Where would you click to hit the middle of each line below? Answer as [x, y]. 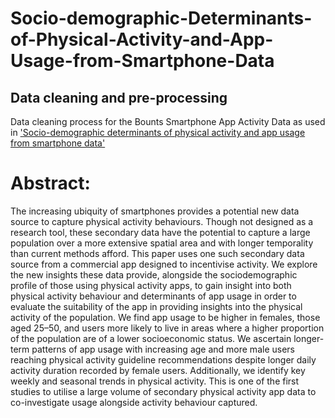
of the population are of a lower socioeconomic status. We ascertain [151, 338]
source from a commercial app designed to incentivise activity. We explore [164, 264]
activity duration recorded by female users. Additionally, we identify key [158, 370]
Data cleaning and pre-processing [119, 97]
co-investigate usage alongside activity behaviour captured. [134, 402]
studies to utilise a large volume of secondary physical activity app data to [163, 391]
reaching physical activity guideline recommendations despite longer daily [163, 359]
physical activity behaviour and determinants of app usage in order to [153, 296]
